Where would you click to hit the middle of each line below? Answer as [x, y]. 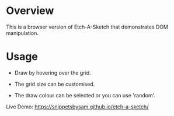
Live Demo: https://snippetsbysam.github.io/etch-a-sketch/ [77, 107]
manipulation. [22, 33]
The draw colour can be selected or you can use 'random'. [85, 95]
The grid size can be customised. [55, 84]
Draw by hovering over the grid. [53, 73]
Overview [30, 11]
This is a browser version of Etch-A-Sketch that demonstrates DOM [87, 27]
